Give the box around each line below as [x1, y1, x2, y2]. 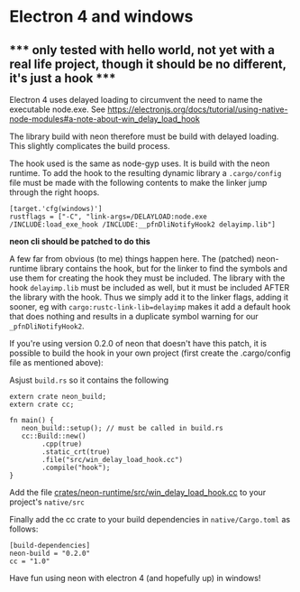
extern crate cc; [9, 400, 75, 409]
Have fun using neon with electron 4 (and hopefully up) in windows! [9, 573, 261, 583]
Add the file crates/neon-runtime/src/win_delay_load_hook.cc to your [9, 487, 267, 497]
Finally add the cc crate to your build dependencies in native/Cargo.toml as [9, 514, 291, 524]
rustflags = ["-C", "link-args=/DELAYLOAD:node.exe [9, 212, 207, 221]
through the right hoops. [9, 187, 100, 198]
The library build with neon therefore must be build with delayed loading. [9, 131, 279, 142]
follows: [9, 523, 39, 534]
